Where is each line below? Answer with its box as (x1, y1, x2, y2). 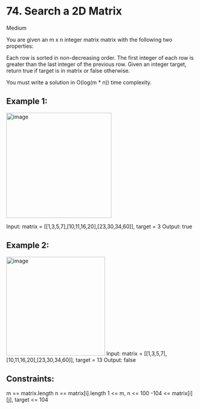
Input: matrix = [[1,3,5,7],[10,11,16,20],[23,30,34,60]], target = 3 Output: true (6, 223, 192, 230)
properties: (6, 42, 34, 50)
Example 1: (6, 96, 48, 106)
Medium (6, 24, 27, 31)
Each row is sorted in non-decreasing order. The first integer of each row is (6, 54, 194, 61)
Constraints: (6, 373, 54, 384)
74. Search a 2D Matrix (6, 4, 122, 18)
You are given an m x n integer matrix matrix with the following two (6, 36, 173, 43)
